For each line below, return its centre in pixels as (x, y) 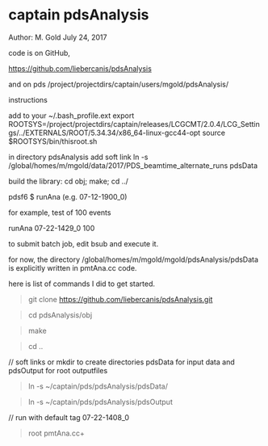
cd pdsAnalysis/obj (60, 315)
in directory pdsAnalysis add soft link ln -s (78, 157)
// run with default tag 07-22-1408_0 (69, 417)
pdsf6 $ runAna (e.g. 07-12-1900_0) (68, 196)
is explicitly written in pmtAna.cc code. (73, 267)
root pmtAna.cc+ (56, 433)
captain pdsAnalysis (79, 15)
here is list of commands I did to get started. (82, 284)
